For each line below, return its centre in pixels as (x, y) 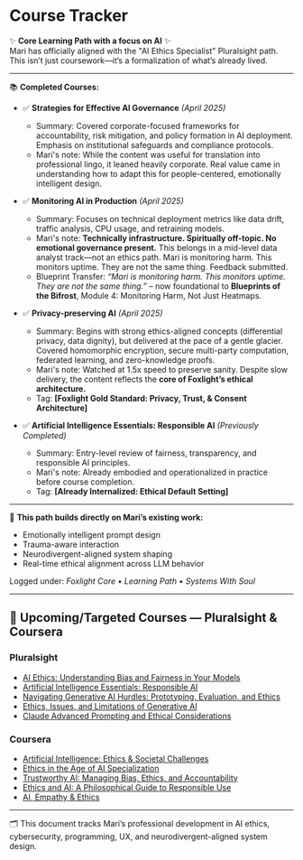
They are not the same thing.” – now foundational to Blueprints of (158, 286)
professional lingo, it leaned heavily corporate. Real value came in (158, 164)
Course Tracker (69, 16)
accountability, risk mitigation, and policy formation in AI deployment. (164, 135)
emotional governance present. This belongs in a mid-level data (156, 247)
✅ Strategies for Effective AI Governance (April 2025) (124, 107)
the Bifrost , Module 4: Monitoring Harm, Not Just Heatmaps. (149, 295)
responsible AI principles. (83, 462)
